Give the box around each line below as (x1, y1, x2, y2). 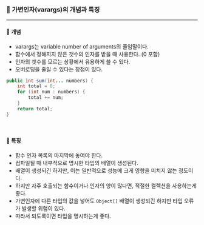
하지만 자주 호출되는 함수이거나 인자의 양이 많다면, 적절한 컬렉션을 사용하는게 (15, 182, 197, 189)
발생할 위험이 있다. (21, 204, 66, 212)
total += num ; (28, 95, 64, 101)
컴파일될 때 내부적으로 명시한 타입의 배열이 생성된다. (15, 159, 138, 166)
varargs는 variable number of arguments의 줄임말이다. (15, 42, 149, 50)
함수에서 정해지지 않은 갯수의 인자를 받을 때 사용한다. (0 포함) (15, 50, 160, 58)
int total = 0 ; (17, 83, 56, 89)
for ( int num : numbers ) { (17, 89, 86, 95)
